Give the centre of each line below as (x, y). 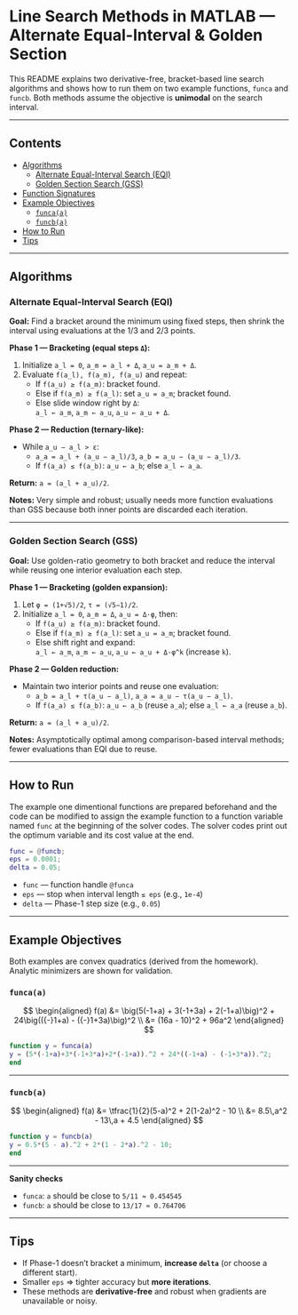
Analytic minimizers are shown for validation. (91, 970)
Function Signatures (59, 193)
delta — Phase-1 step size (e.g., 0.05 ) (91, 903)
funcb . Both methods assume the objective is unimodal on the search (136, 97)
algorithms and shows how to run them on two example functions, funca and (149, 88)
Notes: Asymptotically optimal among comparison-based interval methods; (147, 739)
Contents (35, 144)
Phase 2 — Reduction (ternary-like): (77, 429)
